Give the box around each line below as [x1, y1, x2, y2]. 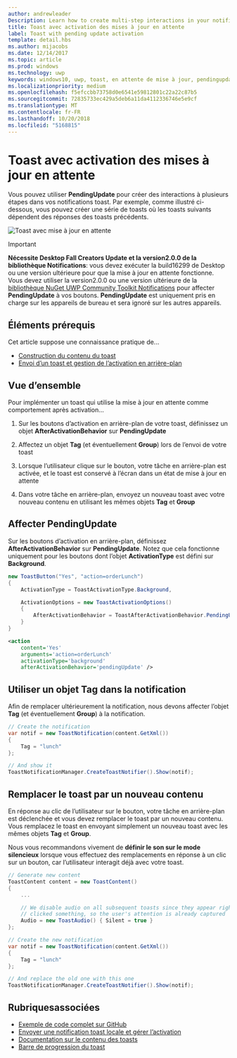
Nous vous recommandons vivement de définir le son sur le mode [8, 843, 201, 851]
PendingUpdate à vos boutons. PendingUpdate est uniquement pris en [8, 291, 216, 300]
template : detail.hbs [8, 37, 72, 44]
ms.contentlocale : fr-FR [8, 109, 81, 116]
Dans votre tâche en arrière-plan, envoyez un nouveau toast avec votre [18, 491, 225, 499]
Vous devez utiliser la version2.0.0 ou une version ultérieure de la [8, 276, 198, 285]
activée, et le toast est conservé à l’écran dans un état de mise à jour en [18, 469, 227, 478]
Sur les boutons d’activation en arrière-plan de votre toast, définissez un [18, 419, 228, 428]
